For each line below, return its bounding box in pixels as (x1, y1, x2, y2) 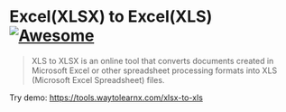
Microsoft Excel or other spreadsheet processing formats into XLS (31, 65, 278, 76)
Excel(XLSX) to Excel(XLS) (9, 6, 213, 27)
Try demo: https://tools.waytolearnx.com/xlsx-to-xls (9, 92, 203, 103)
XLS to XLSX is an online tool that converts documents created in (31, 55, 274, 66)
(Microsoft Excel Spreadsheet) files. (31, 74, 165, 85)
